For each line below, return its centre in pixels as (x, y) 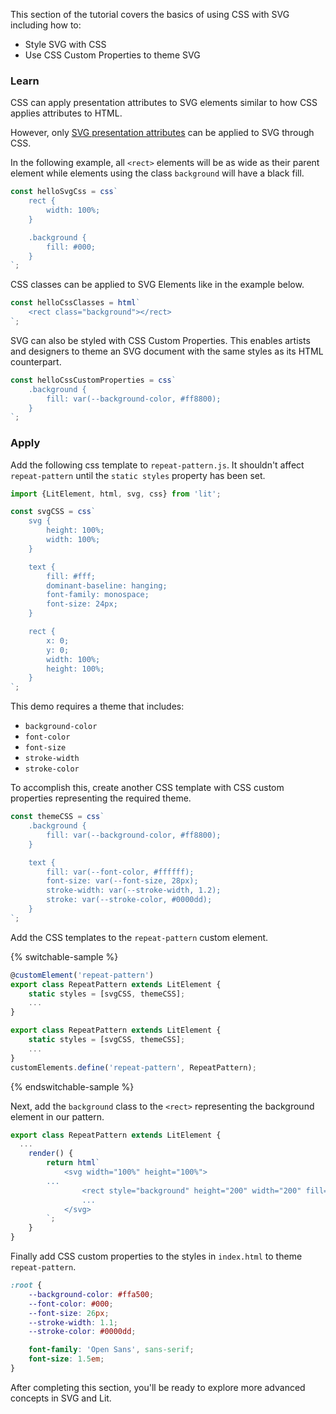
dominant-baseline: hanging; (107, 585)
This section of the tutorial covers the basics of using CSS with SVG (150, 14)
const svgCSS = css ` (53, 512)
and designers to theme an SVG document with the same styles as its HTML (167, 351)
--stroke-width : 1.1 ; (73, 1322)
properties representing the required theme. (101, 798)
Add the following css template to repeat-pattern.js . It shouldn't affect (157, 465)
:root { (26, 1285)
